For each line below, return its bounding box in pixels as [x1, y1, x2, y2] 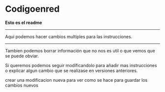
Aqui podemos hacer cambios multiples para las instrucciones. [5, 33, 133, 40]
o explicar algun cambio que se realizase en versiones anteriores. [5, 68, 138, 73]
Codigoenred [5, 3, 60, 15]
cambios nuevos [5, 82, 38, 88]
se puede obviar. [5, 53, 39, 59]
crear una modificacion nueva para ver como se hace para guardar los [5, 77, 148, 83]
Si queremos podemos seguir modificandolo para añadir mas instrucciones [5, 62, 157, 68]
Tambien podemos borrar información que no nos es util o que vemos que [5, 47, 156, 53]
